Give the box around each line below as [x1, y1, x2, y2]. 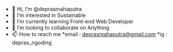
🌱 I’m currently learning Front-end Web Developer [11, 18, 134, 25]
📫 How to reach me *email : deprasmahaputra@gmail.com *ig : [11, 31, 168, 37]
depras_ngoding [11, 39, 52, 46]
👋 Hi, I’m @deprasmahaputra [11, 6, 82, 12]
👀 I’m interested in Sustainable [11, 12, 86, 19]
